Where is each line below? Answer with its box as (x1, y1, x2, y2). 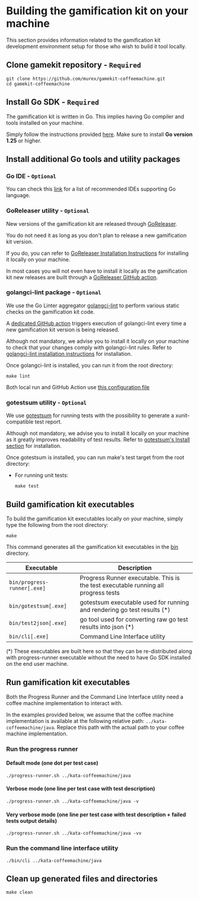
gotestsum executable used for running (79, 598, 190, 607)
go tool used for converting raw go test (79, 615, 188, 623)
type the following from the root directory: (6, 521, 108, 528)
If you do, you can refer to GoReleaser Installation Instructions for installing (6, 250, 189, 257)
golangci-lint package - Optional (6, 288, 102, 296)
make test (14, 483, 40, 490)
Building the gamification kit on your (6, 4, 188, 18)
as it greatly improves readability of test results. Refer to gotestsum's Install (6, 436, 191, 443)
